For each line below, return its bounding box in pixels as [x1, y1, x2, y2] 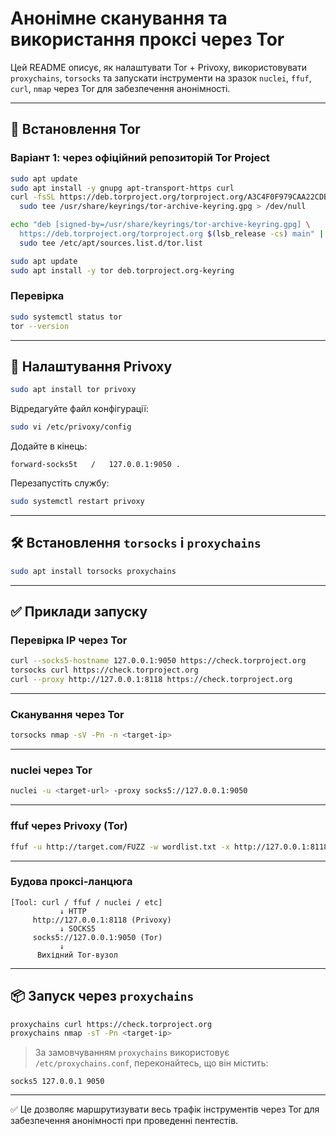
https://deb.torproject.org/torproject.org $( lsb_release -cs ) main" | [19, 229, 325, 239]
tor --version [10, 321, 70, 331]
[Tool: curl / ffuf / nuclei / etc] [10, 897, 163, 907]
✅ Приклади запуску [10, 603, 148, 621]
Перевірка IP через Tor [10, 633, 128, 647]
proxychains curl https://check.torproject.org [10, 1019, 213, 1029]
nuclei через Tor [10, 763, 93, 777]
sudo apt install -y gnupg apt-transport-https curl [10, 183, 235, 193]
